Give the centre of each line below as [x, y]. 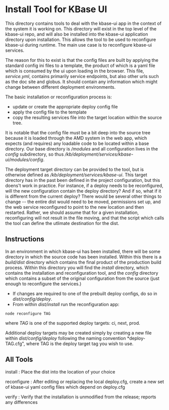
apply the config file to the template [49, 112]
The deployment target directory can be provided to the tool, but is [75, 169]
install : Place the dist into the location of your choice [60, 371]
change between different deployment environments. [61, 87]
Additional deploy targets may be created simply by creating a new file [78, 332]
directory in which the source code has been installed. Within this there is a [83, 256]
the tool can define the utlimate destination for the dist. [62, 223]
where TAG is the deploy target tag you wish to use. [80, 344]
